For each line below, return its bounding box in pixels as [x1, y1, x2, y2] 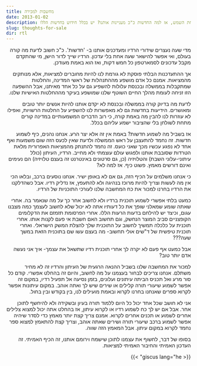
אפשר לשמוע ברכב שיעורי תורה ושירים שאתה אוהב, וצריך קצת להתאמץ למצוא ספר [9, 318, 191, 326]
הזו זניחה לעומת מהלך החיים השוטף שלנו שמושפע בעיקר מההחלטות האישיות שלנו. [8, 89, 191, 96]
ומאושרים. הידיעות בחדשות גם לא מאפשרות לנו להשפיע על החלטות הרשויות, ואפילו [7, 107, 191, 114]
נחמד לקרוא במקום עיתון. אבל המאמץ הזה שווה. [85, 324, 191, 331]
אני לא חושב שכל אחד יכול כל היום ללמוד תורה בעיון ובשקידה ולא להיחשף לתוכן [17, 300, 191, 307]
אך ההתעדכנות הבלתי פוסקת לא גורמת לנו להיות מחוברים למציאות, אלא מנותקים [12, 70, 191, 77]
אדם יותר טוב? [159, 252, 191, 259]
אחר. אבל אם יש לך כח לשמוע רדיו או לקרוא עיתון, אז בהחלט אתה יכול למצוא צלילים [6, 306, 191, 313]
